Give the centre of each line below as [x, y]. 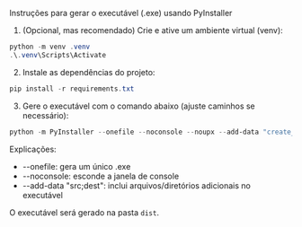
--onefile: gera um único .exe [76, 166]
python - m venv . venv [50, 47]
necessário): [45, 115]
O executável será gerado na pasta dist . [84, 212]
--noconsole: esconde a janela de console [101, 176]
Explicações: [33, 149]
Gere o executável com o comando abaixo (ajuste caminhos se [139, 106]
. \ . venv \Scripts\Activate [58, 55]
